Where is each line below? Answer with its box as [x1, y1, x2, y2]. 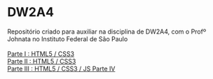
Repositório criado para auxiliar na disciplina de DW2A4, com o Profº [7, 27, 207, 36]
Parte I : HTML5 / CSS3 [7, 50, 75, 58]
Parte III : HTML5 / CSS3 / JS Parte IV [7, 64, 116, 73]
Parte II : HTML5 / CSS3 [7, 57, 76, 65]
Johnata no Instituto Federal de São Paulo [7, 34, 128, 43]
